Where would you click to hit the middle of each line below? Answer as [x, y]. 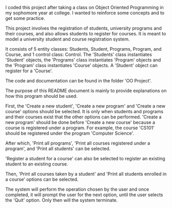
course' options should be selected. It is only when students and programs [84, 111]
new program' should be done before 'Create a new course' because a [80, 122]
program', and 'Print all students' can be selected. [58, 149]
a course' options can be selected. [42, 179]
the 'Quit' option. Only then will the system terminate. [62, 200]
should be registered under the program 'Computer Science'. [70, 133]
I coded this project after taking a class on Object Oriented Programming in [84, 7]
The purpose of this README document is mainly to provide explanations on [86, 91]
